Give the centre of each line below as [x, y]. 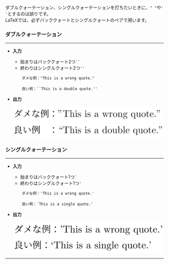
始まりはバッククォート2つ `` [50, 62]
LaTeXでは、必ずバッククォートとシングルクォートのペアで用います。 [77, 20]
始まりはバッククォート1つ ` [48, 177]
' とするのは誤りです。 [28, 14]
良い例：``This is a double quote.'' [60, 89]
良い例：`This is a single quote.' [57, 204]
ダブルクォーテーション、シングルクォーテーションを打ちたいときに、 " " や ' [84, 8]
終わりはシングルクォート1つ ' [51, 183]
